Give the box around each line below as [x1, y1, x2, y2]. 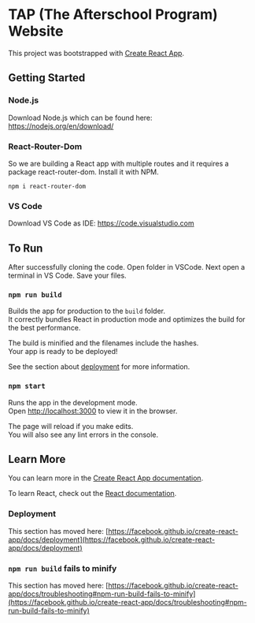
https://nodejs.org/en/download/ [8, 121, 114, 131]
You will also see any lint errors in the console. [8, 430, 159, 439]
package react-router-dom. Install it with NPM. [8, 167, 159, 177]
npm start [8, 382, 46, 391]
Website [8, 22, 64, 40]
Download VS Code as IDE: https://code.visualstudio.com [8, 218, 194, 228]
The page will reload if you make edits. [8, 421, 134, 431]
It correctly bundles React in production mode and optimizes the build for [8, 315, 246, 324]
